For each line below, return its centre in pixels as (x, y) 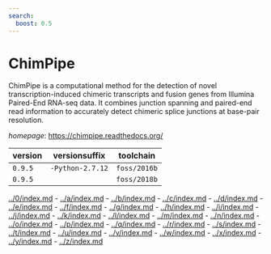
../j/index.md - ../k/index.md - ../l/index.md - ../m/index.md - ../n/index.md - (134, 216)
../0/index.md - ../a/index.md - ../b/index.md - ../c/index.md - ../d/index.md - (136, 198)
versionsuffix (79, 156)
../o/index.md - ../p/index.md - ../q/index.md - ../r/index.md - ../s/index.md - (135, 224)
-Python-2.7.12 (79, 168)
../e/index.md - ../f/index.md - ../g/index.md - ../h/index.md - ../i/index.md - (133, 207)
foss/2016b (137, 168)
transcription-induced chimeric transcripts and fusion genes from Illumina (131, 95)
